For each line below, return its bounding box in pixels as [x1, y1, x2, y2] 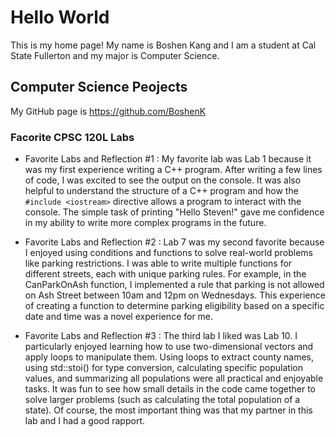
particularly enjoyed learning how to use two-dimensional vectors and [24, 341, 314, 353]
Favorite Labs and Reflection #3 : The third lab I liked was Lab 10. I [24, 330, 298, 342]
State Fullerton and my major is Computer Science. [10, 49, 220, 61]
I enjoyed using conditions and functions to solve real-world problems [24, 247, 313, 259]
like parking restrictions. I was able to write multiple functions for [24, 257, 293, 270]
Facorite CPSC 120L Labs [10, 130, 135, 144]
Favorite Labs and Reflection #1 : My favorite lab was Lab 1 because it [24, 153, 312, 165]
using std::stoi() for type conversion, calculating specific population [24, 362, 303, 374]
